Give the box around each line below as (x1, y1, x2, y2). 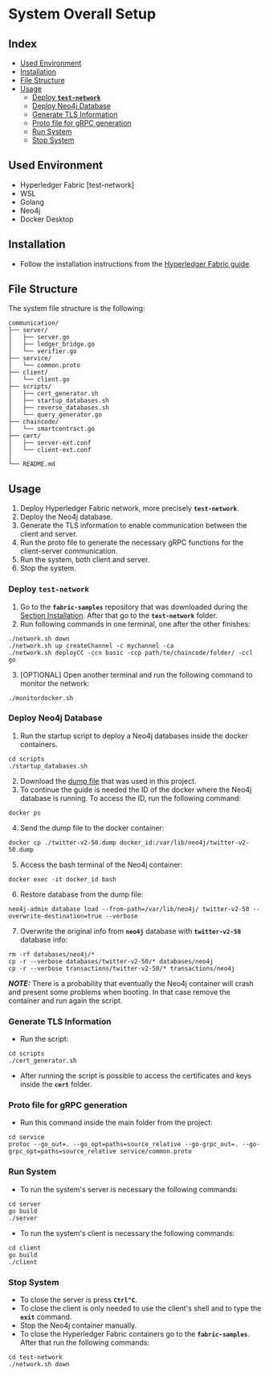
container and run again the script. (8, 996, 123, 1005)
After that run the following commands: (19, 1338, 150, 1348)
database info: (19, 935, 68, 944)
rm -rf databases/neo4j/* (8, 950, 95, 959)
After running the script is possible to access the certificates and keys (19, 1071, 252, 1080)
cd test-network (8, 1353, 63, 1361)
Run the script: (19, 1034, 69, 1044)
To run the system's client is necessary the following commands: (19, 1228, 235, 1237)
